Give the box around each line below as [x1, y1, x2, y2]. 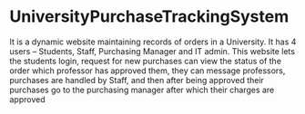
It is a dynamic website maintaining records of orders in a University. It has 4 [9, 36, 297, 47]
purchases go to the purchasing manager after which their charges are [9, 84, 275, 95]
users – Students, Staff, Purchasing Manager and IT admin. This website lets [9, 45, 296, 56]
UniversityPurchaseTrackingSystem [9, 6, 290, 27]
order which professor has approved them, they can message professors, [9, 65, 286, 76]
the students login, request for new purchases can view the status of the [9, 55, 282, 66]
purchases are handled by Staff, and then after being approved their [9, 74, 264, 85]
